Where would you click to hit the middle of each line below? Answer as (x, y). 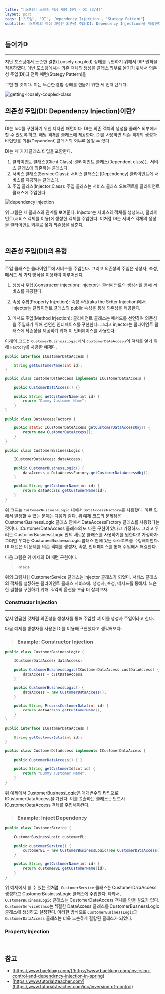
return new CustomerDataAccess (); (58, 432)
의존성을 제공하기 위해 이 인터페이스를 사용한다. (71, 330)
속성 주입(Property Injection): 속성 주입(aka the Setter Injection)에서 (79, 301)
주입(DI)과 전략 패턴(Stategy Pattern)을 (48, 74)
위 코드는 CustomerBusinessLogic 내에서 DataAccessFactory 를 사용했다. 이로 (79, 510)
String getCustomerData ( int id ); (48, 738)
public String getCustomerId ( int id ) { (55, 769)
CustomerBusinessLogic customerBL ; (50, 837)
